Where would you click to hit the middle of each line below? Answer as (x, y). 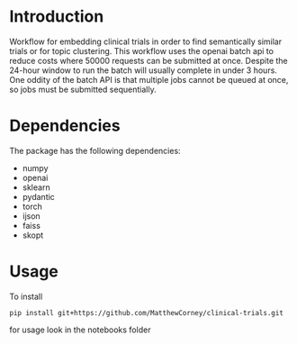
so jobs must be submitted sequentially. (83, 89)
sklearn (36, 187)
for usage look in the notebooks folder (80, 330)
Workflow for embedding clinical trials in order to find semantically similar (145, 41)
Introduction (57, 17)
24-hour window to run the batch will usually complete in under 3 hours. (143, 70)
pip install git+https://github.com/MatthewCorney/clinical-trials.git (146, 312)
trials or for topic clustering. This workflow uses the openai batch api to (142, 50)
